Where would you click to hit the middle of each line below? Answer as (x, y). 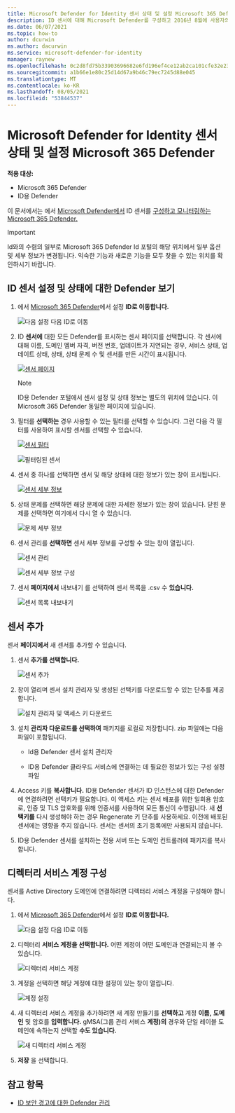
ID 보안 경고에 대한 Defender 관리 (64, 1103)
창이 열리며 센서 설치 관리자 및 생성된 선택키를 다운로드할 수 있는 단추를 (114, 689)
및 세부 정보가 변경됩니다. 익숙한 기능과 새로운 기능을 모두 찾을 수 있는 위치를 (112, 255)
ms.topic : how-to (33, 33)
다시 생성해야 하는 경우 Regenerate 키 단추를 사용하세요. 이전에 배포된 (132, 817)
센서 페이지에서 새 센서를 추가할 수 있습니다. (67, 645)
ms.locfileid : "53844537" (45, 99)
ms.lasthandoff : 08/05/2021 (48, 92)
